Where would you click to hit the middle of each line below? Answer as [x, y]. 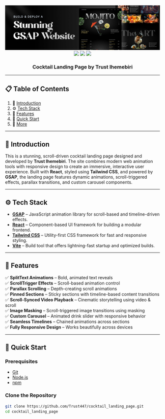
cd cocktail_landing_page [31, 411]
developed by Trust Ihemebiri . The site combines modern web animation [79, 161]
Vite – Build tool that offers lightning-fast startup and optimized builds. [83, 245]
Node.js [20, 377]
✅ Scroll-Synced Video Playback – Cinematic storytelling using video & [78, 299]
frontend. [22, 230]
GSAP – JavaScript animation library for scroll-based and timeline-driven [86, 214]
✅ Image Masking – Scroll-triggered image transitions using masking [75, 310]
